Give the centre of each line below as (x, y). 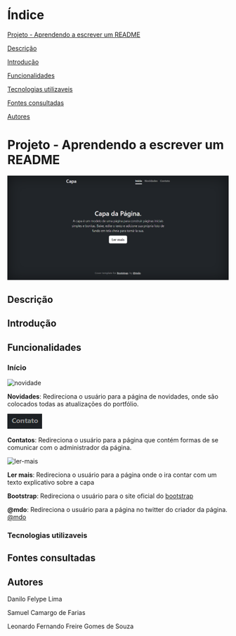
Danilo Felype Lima (35, 599)
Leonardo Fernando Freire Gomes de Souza (71, 626)
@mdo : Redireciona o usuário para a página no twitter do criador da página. (118, 510)
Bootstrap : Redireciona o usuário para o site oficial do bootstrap (100, 496)
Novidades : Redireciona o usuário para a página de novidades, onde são (113, 397)
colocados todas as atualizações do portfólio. (73, 404)
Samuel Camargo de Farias (46, 613)
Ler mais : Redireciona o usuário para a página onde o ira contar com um (112, 475)
